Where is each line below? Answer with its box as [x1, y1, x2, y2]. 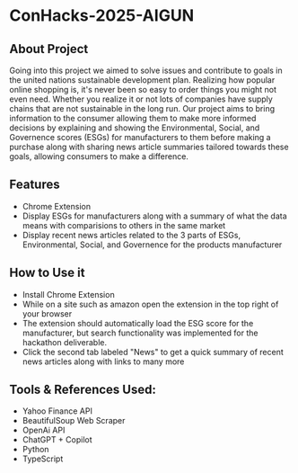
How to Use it [9, 265, 85, 281]
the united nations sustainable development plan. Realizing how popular [9, 75, 276, 85]
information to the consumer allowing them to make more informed [9, 113, 257, 123]
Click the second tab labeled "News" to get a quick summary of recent [22, 346, 285, 357]
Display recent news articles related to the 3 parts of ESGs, [22, 229, 241, 240]
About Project [9, 41, 89, 57]
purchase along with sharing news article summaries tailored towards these [9, 141, 289, 152]
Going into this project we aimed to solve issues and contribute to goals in [9, 65, 283, 76]
